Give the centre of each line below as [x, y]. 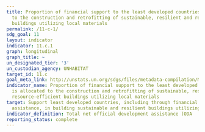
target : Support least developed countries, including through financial [102, 102]
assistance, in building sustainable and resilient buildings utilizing [106, 108]
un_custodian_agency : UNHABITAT [47, 68]
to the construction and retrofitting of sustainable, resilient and [102, 18]
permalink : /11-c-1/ [33, 29]
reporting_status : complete [42, 119]
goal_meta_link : [27, 80]
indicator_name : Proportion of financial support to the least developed [102, 86]
